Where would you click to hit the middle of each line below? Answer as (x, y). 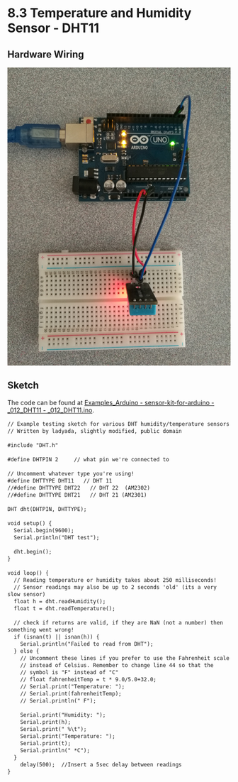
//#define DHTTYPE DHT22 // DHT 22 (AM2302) (79, 488)
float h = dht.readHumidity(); (60, 601)
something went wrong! (41, 629)
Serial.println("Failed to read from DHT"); (87, 644)
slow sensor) (27, 594)
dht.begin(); (33, 551)
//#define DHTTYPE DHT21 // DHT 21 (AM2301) (77, 495)
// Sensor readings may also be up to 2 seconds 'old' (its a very (115, 587)
